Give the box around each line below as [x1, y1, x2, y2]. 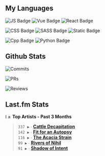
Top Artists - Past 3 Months [12, 114, 72, 120]
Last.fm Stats [5, 100, 49, 109]
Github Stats [5, 52, 46, 61]
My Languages [5, 4, 54, 13]
